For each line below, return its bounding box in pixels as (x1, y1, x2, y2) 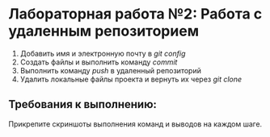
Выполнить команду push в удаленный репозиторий (19, 65, 202, 75)
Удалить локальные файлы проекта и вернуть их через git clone (19, 74, 243, 84)
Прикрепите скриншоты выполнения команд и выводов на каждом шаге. (8, 118, 263, 129)
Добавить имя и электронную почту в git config (19, 48, 186, 58)
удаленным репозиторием (8, 22, 200, 40)
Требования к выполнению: (8, 98, 158, 111)
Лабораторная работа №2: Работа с (8, 5, 263, 23)
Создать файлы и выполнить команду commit (19, 57, 178, 67)
